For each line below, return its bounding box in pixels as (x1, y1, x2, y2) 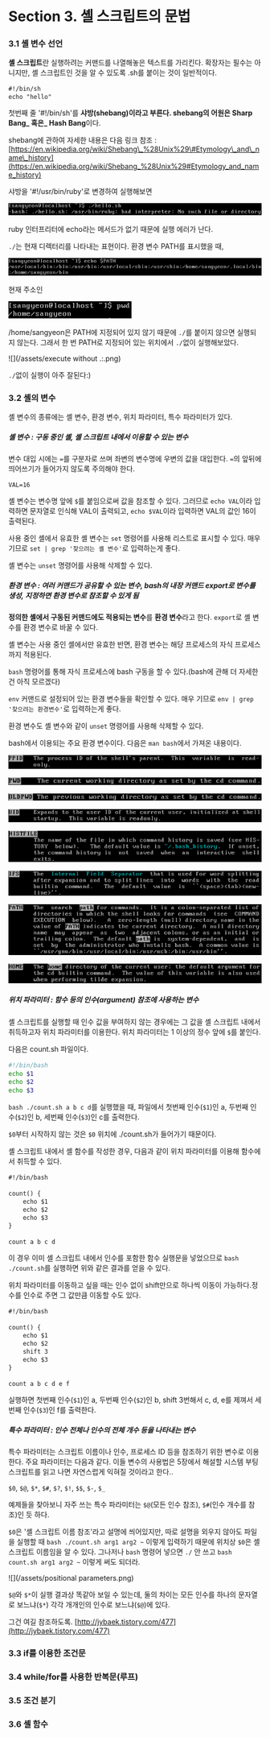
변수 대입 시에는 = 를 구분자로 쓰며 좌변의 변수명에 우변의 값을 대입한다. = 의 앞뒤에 (8, 454, 262, 464)
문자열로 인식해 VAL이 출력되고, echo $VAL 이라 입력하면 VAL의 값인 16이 (29, 507, 256, 516)
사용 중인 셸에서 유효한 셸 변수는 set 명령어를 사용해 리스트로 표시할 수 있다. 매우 (8, 533, 261, 544)
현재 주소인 (8, 285, 43, 295)
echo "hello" (8, 93, 52, 101)
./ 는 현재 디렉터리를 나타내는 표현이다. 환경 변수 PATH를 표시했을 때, (8, 242, 224, 251)
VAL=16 (8, 481, 31, 490)
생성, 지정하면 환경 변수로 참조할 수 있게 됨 (8, 590, 139, 600)
